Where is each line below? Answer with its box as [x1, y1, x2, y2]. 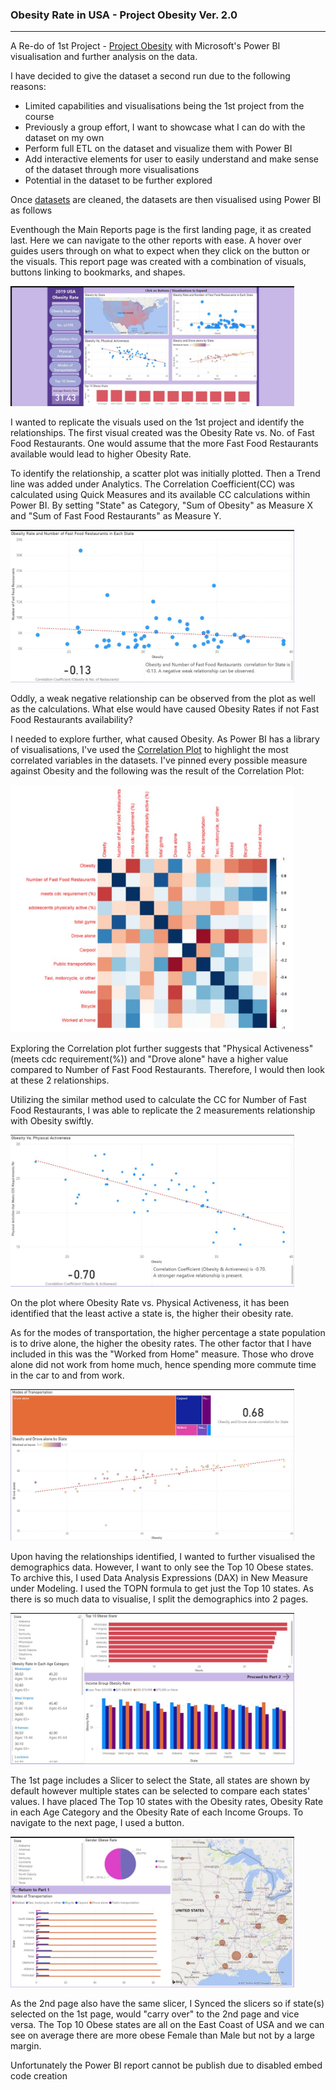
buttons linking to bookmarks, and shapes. [10, 266, 186, 278]
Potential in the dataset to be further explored [24, 174, 213, 187]
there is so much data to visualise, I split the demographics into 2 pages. [10, 1593, 309, 1605]
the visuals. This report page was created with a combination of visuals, [10, 256, 307, 268]
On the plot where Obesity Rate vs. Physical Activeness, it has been [10, 1297, 290, 1309]
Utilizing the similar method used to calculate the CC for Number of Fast [10, 1094, 307, 1106]
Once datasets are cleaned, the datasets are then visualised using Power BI [10, 194, 322, 206]
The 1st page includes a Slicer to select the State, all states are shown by [10, 1774, 311, 1787]
